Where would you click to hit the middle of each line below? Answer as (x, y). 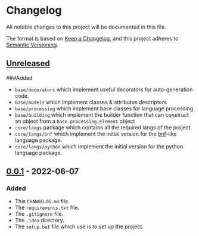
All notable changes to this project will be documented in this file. (86, 27)
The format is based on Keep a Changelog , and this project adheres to (92, 38)
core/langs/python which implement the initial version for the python (99, 146)
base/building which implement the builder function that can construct (102, 114)
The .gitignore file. (39, 214)
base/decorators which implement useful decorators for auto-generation (104, 89)
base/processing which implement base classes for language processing (104, 108)
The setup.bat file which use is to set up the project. (79, 226)
